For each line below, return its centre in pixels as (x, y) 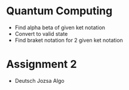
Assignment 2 (42, 64)
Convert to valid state (41, 33)
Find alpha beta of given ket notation (60, 27)
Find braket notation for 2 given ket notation (69, 40)
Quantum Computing (59, 11)
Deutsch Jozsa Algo (39, 80)
